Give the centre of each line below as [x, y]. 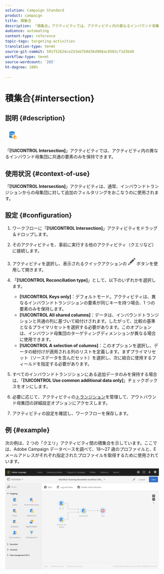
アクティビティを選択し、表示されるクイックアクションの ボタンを [83, 264]
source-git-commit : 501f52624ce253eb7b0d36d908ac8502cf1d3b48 [70, 51]
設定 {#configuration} [39, 215]
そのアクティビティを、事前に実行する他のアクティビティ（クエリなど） [84, 244]
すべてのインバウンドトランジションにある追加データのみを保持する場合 [85, 374]
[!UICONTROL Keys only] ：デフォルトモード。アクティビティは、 [85, 296]
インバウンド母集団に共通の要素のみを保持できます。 [62, 157]
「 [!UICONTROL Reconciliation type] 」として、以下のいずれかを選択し [84, 280]
